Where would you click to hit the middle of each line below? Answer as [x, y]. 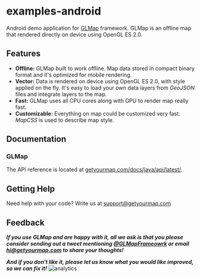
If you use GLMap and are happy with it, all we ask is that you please [95, 237]
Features [23, 54]
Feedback [26, 222]
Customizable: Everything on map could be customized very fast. [98, 113]
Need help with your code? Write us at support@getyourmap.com [89, 203]
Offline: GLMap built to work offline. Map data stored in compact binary [105, 68]
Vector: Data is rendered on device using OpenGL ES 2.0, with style [100, 81]
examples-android [54, 11]
